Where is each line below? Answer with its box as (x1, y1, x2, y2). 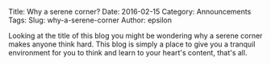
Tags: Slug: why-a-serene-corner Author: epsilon (8, 15, 172, 25)
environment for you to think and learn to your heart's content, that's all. (8, 48, 248, 57)
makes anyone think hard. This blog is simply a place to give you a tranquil (8, 39, 256, 49)
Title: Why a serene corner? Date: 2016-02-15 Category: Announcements (8, 7, 252, 16)
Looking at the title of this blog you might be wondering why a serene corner (8, 31, 263, 40)
